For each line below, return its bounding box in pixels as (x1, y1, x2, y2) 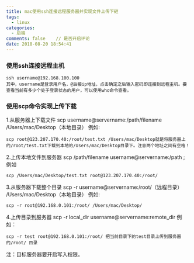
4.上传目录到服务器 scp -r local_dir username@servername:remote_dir (6, 214, 176, 221)
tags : (6, 14, 19, 20)
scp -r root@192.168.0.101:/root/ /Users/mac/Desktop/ (6, 203, 143, 209)
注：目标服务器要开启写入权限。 (6, 251, 83, 258)
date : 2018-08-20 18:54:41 (6, 41, 72, 47)
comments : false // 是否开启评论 (6, 36, 90, 41)
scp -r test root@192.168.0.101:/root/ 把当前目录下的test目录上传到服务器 (6, 234, 182, 240)
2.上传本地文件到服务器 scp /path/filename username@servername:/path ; (6, 154, 185, 161)
